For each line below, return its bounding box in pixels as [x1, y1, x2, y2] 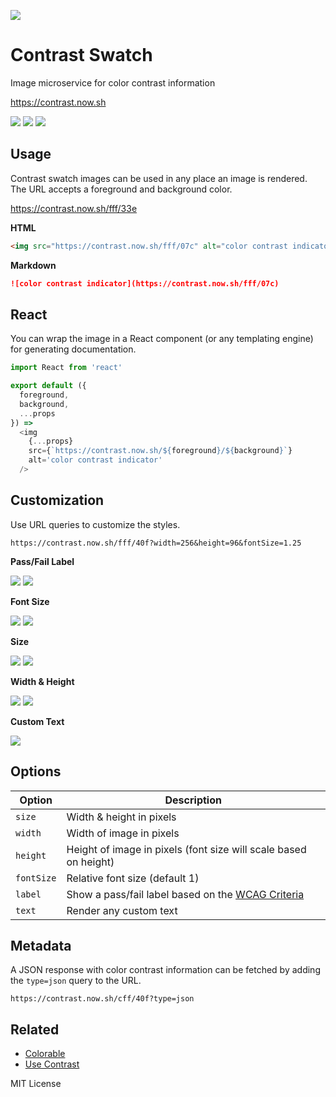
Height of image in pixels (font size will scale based [66, 842, 307, 856]
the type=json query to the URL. [10, 975, 142, 987]
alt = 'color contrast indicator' [28, 455, 163, 465]
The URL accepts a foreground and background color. [10, 183, 233, 195]
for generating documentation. [10, 343, 137, 355]
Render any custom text [66, 903, 178, 917]
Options [10, 763, 62, 780]
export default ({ [10, 381, 87, 391]
